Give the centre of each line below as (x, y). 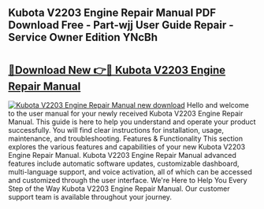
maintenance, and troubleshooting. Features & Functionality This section (125, 138)
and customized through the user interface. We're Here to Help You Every (128, 180)
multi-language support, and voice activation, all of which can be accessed (130, 172)
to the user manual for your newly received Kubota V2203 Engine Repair (126, 114)
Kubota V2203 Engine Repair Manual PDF (112, 13)
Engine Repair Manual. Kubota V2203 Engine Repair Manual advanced (122, 155)
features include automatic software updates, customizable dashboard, (124, 163)
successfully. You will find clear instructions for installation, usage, (116, 130)
